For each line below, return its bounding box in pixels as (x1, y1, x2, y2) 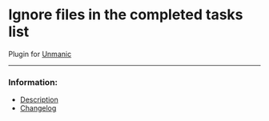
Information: (8, 76, 58, 87)
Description (19, 95, 58, 105)
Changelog (19, 103, 57, 113)
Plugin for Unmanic (8, 49, 72, 58)
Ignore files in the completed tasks (8, 6, 243, 24)
